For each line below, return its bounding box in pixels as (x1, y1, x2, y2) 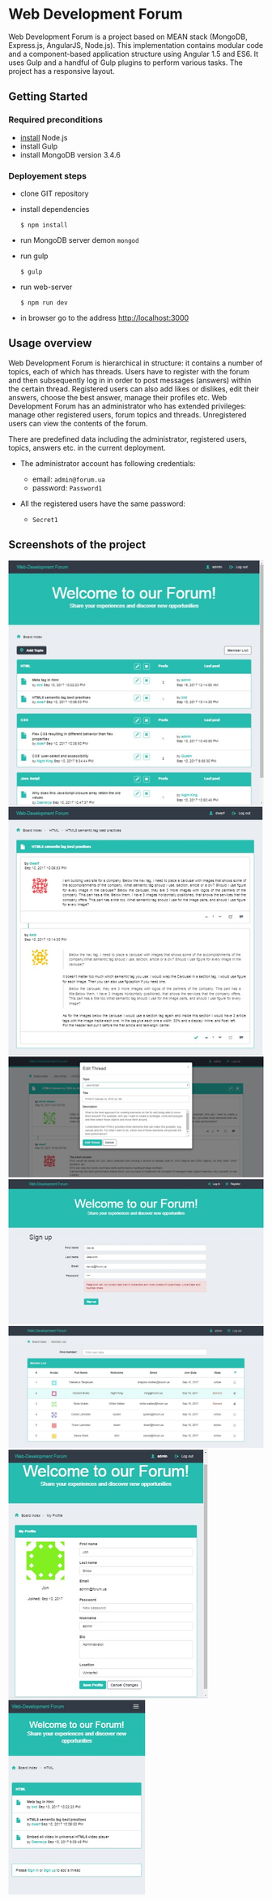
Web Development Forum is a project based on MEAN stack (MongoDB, (8, 32, 249, 41)
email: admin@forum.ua (32, 474, 105, 484)
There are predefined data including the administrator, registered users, (8, 434, 248, 443)
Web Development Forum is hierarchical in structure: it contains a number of (8, 358, 263, 368)
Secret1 (32, 516, 58, 524)
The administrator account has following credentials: (19, 458, 196, 468)
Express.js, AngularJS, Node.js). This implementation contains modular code (8, 40, 264, 50)
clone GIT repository (19, 188, 89, 198)
